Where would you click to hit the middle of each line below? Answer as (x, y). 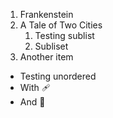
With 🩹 (35, 87)
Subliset (51, 46)
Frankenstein (46, 14)
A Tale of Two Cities (61, 25)
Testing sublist (64, 35)
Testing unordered (58, 76)
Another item (46, 57)
